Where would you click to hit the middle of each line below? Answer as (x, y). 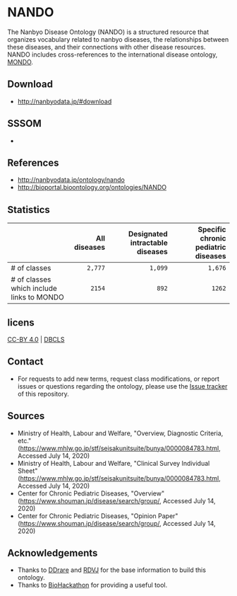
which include (34, 289)
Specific (212, 229)
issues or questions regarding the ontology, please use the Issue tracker (122, 386)
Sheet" (28, 471)
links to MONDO (38, 297)
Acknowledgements (53, 553)
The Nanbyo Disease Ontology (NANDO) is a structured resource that (108, 32)
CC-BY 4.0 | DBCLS (36, 339)
